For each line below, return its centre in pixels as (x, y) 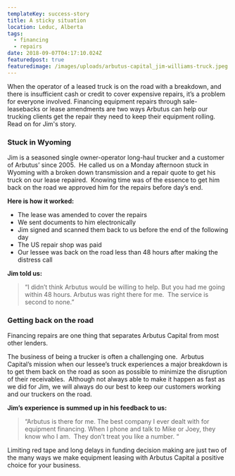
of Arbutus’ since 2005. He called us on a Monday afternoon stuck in (108, 165)
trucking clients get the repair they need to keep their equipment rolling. (112, 116)
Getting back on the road (50, 320)
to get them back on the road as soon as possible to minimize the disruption (117, 372)
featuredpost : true (36, 60)
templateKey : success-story (49, 14)
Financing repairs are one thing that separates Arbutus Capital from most (113, 336)
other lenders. (27, 343)
